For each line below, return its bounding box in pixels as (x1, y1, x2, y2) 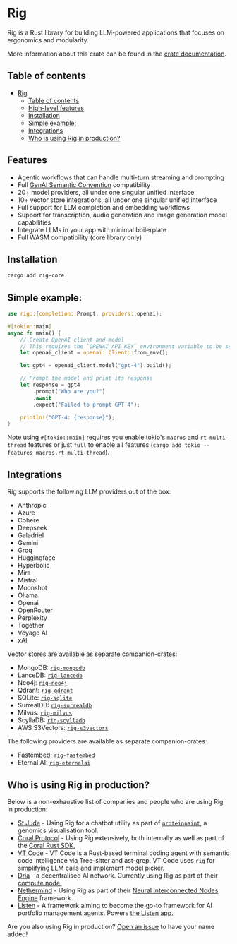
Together (17, 621, 44, 630)
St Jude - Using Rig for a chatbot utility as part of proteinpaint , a (17, 818, 207, 827)
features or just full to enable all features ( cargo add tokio (28, 441, 201, 449)
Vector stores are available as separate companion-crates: (7, 650, 178, 658)
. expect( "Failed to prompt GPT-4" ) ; (32, 401, 140, 408)
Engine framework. (17, 893, 73, 902)
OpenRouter (17, 606, 53, 615)
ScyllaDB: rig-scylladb (17, 716, 86, 724)
